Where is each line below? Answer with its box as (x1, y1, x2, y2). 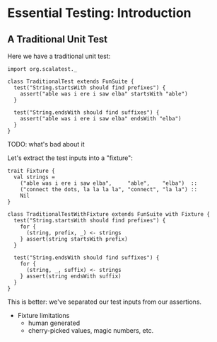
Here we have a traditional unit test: (7, 52, 111, 60)
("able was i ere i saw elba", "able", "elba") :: (20, 180, 198, 187)
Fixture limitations (17, 312, 70, 319)
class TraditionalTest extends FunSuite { (7, 78, 134, 85)
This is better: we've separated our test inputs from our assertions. (7, 297, 202, 306)
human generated (28, 319, 80, 327)
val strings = (13, 173, 55, 181)
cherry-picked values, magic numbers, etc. (28, 326, 154, 334)
